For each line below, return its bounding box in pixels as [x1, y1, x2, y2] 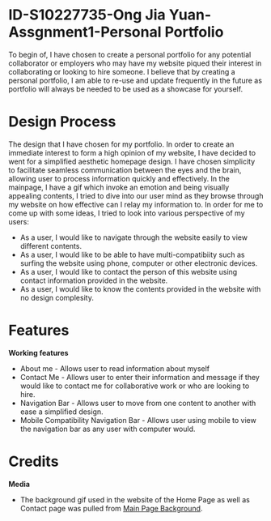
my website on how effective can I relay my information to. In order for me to [8, 199, 264, 209]
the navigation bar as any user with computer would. [19, 424, 196, 433]
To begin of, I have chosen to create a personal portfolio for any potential [8, 49, 252, 59]
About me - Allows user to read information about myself [19, 363, 210, 374]
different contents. [19, 241, 83, 250]
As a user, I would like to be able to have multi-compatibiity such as [19, 250, 245, 259]
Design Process [8, 113, 116, 131]
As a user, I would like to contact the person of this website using [19, 267, 238, 276]
